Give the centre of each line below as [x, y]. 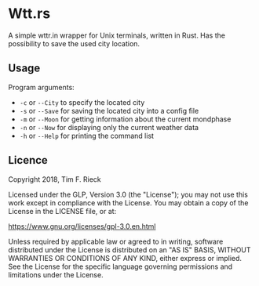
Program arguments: [41, 87]
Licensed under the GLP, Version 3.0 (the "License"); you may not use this [128, 194]
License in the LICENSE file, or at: [62, 211]
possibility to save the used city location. [74, 43]
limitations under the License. [56, 274]
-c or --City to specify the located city [82, 102]
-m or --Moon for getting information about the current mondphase [125, 119]
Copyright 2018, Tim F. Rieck [55, 179]
